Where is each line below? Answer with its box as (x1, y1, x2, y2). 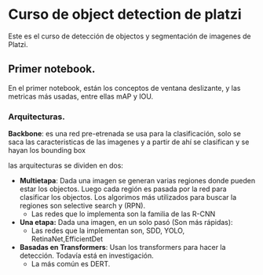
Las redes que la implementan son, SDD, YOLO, (31, 226, 185, 236)
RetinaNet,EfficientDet (31, 234, 104, 244)
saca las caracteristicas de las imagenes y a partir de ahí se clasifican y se (8, 137, 250, 147)
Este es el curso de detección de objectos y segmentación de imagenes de (8, 31, 251, 41)
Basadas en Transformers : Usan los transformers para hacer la (19, 243, 226, 252)
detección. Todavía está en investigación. (19, 251, 155, 260)
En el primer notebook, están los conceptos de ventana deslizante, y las (8, 83, 241, 92)
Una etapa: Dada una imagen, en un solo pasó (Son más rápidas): (19, 218, 233, 227)
